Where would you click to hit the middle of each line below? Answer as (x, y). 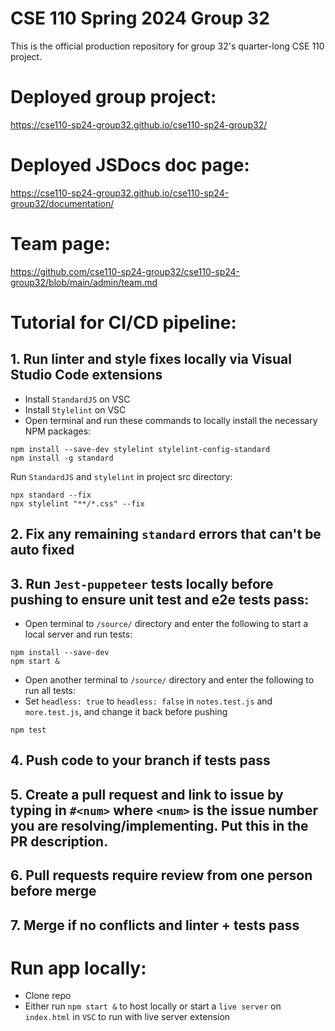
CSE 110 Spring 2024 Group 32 (140, 18)
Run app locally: (78, 968)
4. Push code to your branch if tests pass (140, 760)
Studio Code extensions (86, 375)
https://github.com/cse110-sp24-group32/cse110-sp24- (125, 271)
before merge (53, 891)
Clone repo (48, 996)
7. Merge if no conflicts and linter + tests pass (155, 925)
